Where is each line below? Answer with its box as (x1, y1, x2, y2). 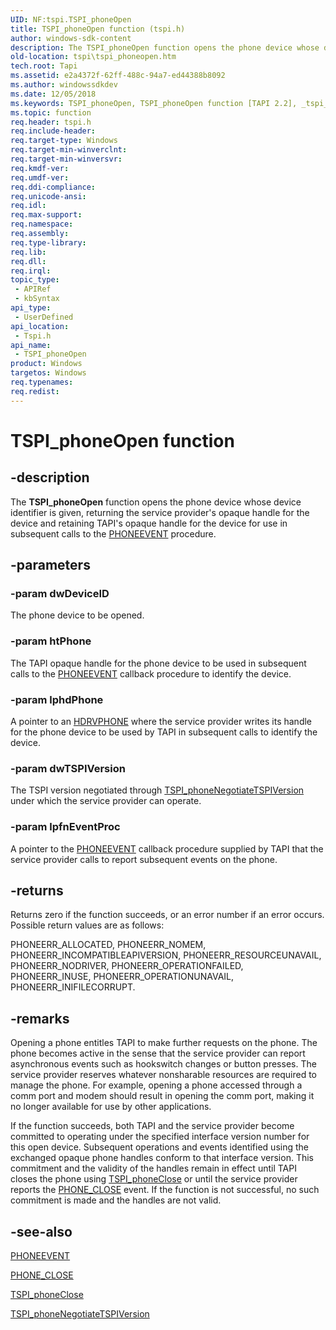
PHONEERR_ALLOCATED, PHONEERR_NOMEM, (10, 939, 207, 951)
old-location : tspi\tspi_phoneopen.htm (10, 52, 177, 62)
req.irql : (10, 266, 52, 276)
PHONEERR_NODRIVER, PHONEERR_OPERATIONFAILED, (10, 960, 244, 972)
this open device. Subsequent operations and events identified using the (10, 1141, 309, 1153)
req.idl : (10, 201, 47, 211)
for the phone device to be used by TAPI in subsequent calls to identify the (10, 726, 318, 738)
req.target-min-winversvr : (10, 154, 123, 164)
